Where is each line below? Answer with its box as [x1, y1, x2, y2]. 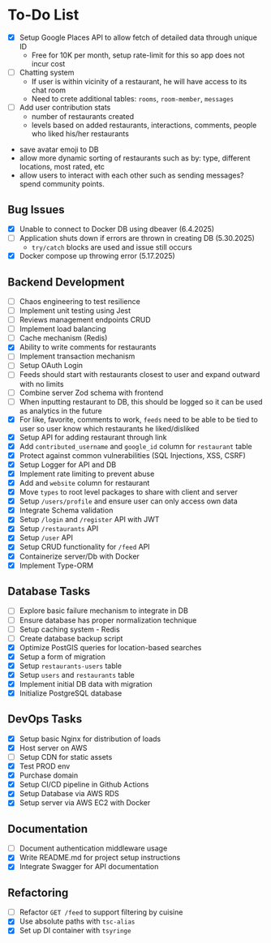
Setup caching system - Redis [19, 624, 120, 634]
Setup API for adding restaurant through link [19, 432, 167, 442]
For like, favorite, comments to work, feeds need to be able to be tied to [19, 414, 259, 424]
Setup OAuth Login [19, 361, 83, 371]
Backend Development [7, 275, 125, 289]
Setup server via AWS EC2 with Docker [19, 798, 151, 808]
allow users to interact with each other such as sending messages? [19, 170, 244, 180]
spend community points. [19, 179, 105, 189]
